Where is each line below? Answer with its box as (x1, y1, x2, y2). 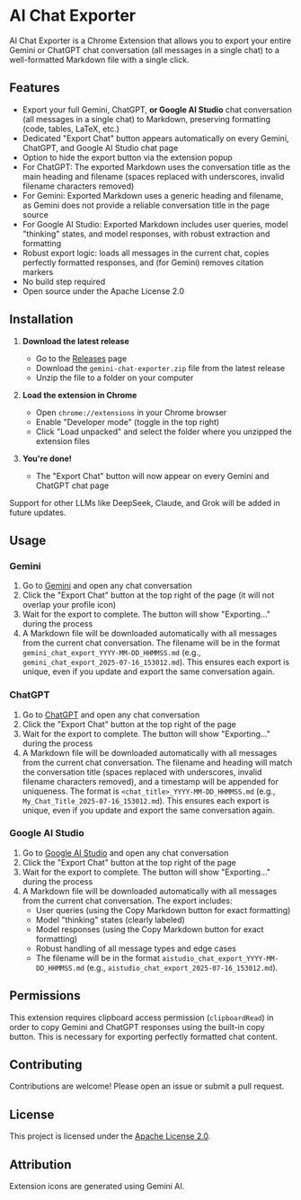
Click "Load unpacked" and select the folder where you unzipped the (35, 426, 292, 437)
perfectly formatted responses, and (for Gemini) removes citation (22, 257, 264, 268)
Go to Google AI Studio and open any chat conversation (22, 847, 229, 858)
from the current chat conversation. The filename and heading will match (22, 757, 293, 768)
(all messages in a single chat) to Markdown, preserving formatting (22, 113, 271, 124)
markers (22, 266, 54, 277)
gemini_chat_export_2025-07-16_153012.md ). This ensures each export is (22, 657, 290, 668)
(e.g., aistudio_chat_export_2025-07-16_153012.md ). (86, 962, 279, 973)
